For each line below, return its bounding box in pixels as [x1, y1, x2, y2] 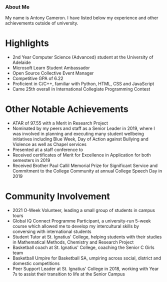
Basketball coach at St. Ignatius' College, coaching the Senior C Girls [12, 244, 155, 250]
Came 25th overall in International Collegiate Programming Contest [12, 86, 150, 92]
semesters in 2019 [12, 157, 50, 163]
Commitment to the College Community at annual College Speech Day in [12, 168, 162, 174]
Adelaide [12, 59, 31, 65]
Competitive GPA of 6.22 [12, 75, 63, 81]
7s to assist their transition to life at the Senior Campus [12, 271, 125, 277]
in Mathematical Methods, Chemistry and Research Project [12, 239, 134, 245]
